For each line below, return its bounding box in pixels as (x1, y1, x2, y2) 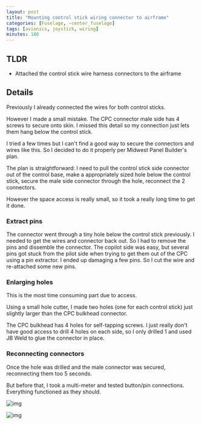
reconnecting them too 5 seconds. (6, 370, 92, 377)
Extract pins (6, 217, 43, 225)
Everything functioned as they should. (6, 388, 101, 395)
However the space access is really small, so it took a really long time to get (6, 195, 196, 203)
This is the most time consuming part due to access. (6, 292, 137, 299)
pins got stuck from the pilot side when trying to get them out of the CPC (6, 250, 188, 257)
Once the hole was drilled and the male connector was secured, (6, 363, 166, 371)
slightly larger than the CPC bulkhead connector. (6, 310, 128, 317)
